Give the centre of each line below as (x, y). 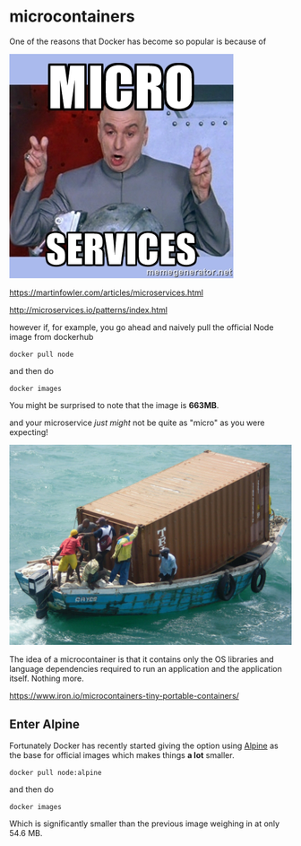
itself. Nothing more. (47, 678)
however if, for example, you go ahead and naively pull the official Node (142, 327)
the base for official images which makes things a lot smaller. (122, 755)
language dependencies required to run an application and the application (146, 669)
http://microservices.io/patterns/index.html (89, 310)
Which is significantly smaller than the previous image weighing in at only (145, 824)
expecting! (29, 432)
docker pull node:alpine (56, 773)
